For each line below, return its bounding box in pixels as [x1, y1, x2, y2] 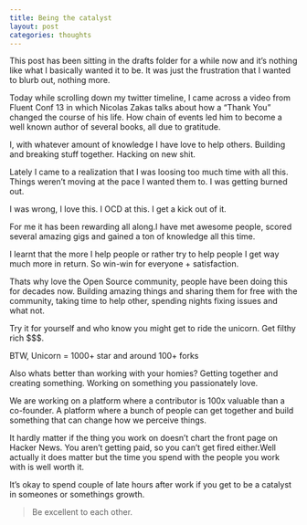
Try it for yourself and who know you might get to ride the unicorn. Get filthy [9, 323, 297, 334]
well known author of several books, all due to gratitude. [9, 121, 221, 132]
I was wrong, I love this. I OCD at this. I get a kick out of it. [9, 204, 227, 215]
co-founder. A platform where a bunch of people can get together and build [9, 405, 294, 416]
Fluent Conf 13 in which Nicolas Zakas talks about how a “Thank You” [9, 102, 271, 113]
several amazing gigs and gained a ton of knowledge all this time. [9, 231, 256, 242]
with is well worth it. [9, 462, 85, 473]
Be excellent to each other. [31, 507, 133, 518]
